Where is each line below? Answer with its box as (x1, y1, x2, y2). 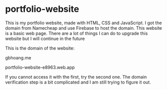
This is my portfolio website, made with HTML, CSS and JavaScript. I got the (5, 20, 162, 26)
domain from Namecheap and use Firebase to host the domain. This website (5, 25, 163, 31)
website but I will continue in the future (5, 36, 85, 42)
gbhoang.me (5, 54, 31, 60)
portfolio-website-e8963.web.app (5, 64, 75, 70)
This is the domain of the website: (5, 45, 75, 51)
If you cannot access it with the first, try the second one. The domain (5, 74, 147, 80)
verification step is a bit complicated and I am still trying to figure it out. (5, 79, 151, 85)
